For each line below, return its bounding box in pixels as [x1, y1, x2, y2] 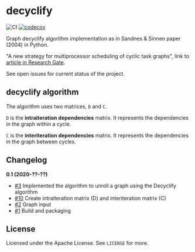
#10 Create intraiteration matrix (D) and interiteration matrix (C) [14, 194, 167, 201]
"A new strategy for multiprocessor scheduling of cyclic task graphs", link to [6, 52, 189, 59]
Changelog [6, 155, 47, 165]
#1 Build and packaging [14, 207, 71, 214]
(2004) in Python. [6, 41, 49, 48]
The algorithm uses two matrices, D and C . [6, 103, 107, 110]
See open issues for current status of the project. [6, 70, 125, 77]
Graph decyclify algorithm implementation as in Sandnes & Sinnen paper [6, 35, 181, 42]
